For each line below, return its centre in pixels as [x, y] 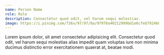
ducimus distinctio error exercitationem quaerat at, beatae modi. [70, 47]
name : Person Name [24, 9]
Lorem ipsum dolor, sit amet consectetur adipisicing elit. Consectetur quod [80, 37]
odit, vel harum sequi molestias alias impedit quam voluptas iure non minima [82, 42]
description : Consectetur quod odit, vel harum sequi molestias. [73, 18]
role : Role [16, 14]
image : [12, 23]
